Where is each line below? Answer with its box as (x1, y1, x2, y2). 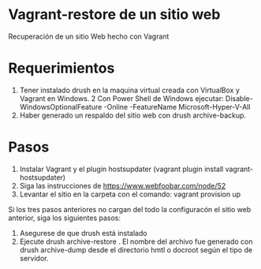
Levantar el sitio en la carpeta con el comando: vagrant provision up (19, 189, 241, 199)
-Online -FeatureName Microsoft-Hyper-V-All (103, 102, 251, 111)
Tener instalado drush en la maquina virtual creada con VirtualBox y (19, 85, 240, 95)
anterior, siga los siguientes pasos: (8, 213, 121, 222)
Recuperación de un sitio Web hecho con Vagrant (8, 32, 170, 41)
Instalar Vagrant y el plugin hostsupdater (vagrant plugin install (19, 164, 224, 174)
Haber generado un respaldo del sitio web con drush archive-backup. (19, 110, 247, 120)
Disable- (225, 93, 254, 103)
